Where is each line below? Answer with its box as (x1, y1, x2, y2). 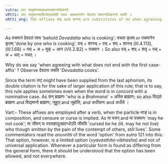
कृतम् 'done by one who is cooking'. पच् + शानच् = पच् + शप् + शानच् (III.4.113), (5, 41, 153, 47)
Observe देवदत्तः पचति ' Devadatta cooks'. (20, 67, 100, 73)
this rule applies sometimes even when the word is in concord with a (5, 89, 147, 95)
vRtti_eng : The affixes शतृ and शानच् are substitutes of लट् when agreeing (5, 17, 162, 22)
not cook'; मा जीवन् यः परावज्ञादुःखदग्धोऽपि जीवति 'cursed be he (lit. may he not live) (5, 121, 159, 127)
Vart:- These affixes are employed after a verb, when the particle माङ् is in (5, 109, 157, 116)
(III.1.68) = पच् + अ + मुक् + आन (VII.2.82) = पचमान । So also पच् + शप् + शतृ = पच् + (5, 46, 162, 52)
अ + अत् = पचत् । (5, 52, 37, 58)
